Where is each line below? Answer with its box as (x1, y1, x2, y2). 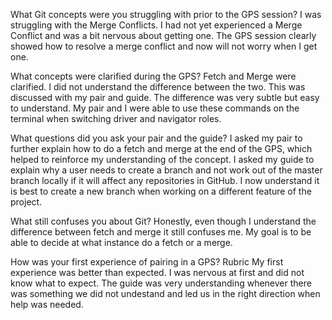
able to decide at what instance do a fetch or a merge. (10, 237, 233, 248)
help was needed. (10, 299, 84, 310)
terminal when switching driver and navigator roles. (10, 113, 222, 124)
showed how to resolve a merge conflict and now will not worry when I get (10, 40, 318, 52)
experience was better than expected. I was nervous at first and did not (10, 267, 305, 278)
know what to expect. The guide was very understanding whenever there (10, 277, 312, 289)
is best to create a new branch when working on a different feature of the (10, 185, 312, 197)
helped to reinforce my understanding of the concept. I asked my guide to (10, 154, 315, 165)
